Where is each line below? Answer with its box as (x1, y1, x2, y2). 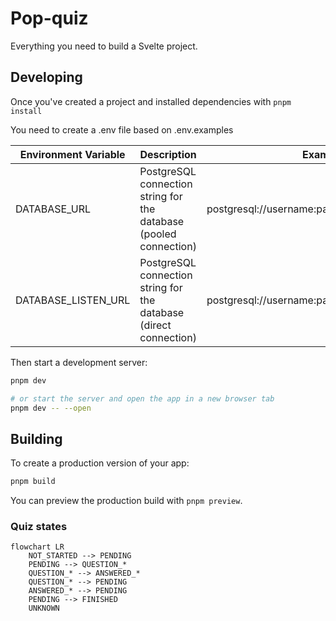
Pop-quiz (10, 7, 89, 30)
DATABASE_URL (15, 202, 91, 216)
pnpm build (10, 477, 56, 487)
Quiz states (10, 519, 68, 533)
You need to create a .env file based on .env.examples (10, 123, 234, 136)
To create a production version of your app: (10, 457, 190, 469)
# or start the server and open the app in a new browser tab (10, 393, 275, 404)
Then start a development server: (10, 356, 148, 368)
